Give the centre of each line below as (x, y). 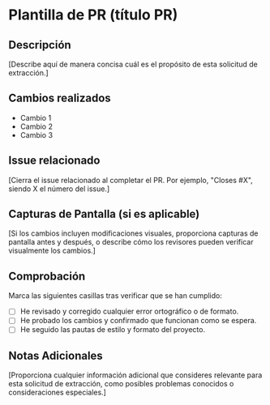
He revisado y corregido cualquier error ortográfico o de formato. (129, 311)
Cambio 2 (36, 126)
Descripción (40, 45)
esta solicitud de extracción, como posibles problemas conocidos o (121, 384)
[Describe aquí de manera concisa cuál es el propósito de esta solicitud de (133, 64)
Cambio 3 (36, 134)
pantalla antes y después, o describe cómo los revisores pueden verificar (131, 242)
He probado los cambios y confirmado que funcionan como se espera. (138, 321)
